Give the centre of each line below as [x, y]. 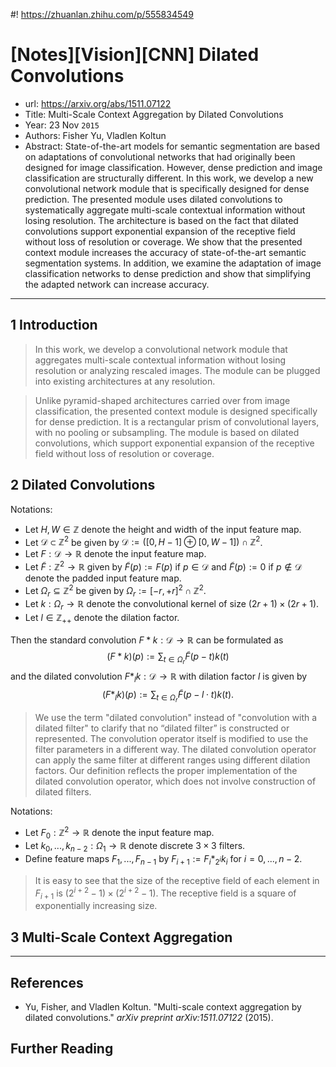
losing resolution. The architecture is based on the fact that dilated [161, 220]
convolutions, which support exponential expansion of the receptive [174, 443]
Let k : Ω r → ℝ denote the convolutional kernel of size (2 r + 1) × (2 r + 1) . [172, 605]
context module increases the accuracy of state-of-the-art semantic [165, 252]
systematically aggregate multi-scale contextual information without [165, 210]
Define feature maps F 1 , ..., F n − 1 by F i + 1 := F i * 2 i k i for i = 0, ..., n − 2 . [163, 860]
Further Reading [62, 1049]
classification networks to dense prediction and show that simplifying [168, 273]
